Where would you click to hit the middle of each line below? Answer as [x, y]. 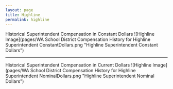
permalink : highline [28, 19]
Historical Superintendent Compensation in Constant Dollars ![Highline [80, 34]
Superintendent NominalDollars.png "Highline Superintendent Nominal [80, 76]
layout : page [19, 10]
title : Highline [23, 15]
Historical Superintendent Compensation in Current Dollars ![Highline [79, 65]
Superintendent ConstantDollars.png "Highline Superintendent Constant [82, 45]
